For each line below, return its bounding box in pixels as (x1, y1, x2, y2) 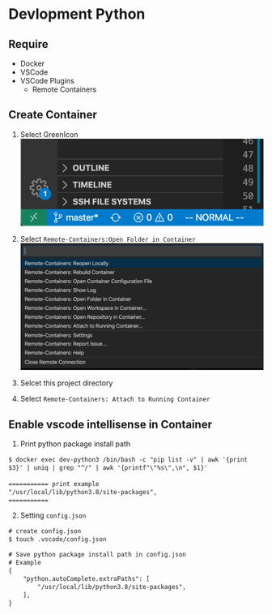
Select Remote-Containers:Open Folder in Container (19, 234, 196, 243)
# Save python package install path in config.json (8, 551, 186, 559)
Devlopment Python (8, 5, 146, 24)
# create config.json (8, 527, 82, 535)
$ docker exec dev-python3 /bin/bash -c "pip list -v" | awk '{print (8, 456, 249, 464)
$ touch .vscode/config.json (8, 535, 107, 544)
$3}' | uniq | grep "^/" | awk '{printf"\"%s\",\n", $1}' (8, 464, 208, 472)
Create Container (8, 108, 97, 122)
